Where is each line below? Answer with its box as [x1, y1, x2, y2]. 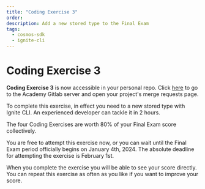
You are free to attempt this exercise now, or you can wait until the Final [6, 139, 187, 146]
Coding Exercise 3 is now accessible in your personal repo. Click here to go [6, 84, 198, 91]
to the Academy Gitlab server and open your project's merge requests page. [6, 90, 199, 98]
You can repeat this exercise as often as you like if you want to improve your [6, 170, 199, 177]
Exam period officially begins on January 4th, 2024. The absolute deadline [6, 145, 195, 153]
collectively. [6, 127, 37, 135]
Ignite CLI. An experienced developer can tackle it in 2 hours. [6, 108, 160, 116]
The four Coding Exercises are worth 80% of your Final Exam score [6, 120, 176, 128]
